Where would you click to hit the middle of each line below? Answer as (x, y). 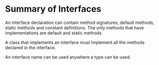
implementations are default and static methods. (54, 33)
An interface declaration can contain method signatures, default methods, (80, 22)
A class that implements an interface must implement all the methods (75, 42)
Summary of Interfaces (53, 9)
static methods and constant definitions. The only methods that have (75, 27)
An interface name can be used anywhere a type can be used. (68, 57)
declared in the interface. (31, 47)
